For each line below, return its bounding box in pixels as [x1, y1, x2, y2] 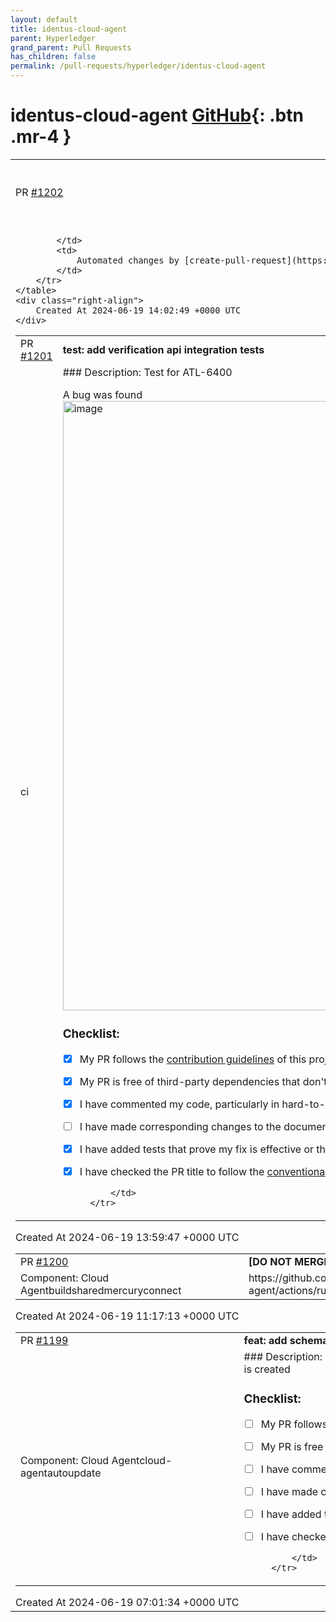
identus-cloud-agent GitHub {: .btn [10, 104, 304, 127]
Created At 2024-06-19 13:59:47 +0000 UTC [15, 1230, 240, 1244]
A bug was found [62, 387, 143, 401]
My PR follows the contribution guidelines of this [79, 1052, 307, 1066]
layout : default [10, 14, 78, 25]
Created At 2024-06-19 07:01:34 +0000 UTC [15, 1595, 240, 1609]
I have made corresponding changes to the [79, 1119, 282, 1133]
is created [243, 1362, 291, 1376]
